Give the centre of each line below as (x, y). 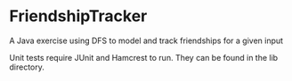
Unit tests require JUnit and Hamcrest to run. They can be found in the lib (144, 57)
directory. (27, 67)
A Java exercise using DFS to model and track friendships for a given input (146, 40)
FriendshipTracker (78, 16)
